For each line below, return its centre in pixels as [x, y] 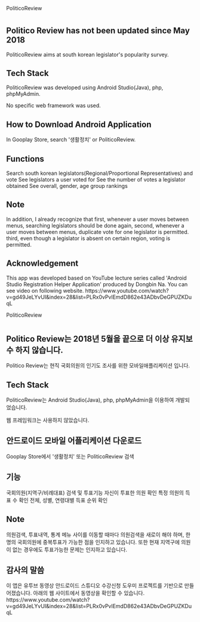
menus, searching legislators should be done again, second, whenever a [95, 225]
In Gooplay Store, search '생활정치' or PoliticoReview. [71, 139]
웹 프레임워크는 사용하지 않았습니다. [48, 420]
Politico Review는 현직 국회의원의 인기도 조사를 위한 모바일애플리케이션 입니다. [98, 366]
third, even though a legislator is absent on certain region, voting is [88, 238]
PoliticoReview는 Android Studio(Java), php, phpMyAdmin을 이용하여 [90, 400]
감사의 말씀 [25, 570]
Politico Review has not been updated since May [98, 31]
